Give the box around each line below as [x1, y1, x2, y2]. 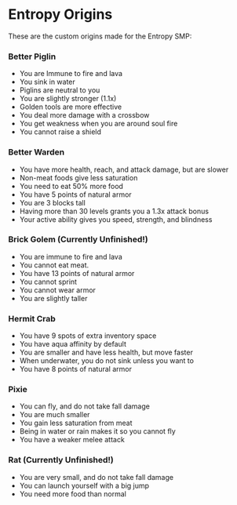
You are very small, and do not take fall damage [19, 472, 174, 481]
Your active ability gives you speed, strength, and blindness [19, 214, 213, 224]
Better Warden [8, 147, 65, 158]
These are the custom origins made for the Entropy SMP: [8, 31, 192, 41]
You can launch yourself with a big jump [19, 481, 150, 490]
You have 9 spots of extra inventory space [19, 331, 157, 340]
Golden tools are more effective [19, 102, 122, 111]
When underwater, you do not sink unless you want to [19, 356, 195, 365]
